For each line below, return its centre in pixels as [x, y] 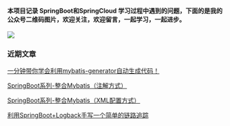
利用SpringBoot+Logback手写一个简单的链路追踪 [78, 115]
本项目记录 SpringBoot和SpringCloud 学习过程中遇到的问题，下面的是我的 [115, 10]
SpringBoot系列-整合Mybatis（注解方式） [67, 85]
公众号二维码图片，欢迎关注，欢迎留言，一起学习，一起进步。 [96, 19]
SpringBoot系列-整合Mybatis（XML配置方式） [74, 100]
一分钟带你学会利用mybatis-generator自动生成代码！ [83, 70]
